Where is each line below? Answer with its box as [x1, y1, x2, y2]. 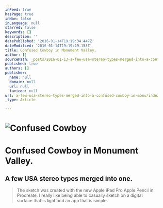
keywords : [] [5, 30, 32, 35]
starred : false [5, 25, 36, 30]
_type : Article [5, 98, 36, 103]
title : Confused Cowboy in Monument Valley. [5, 48, 97, 52]
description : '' [5, 35, 38, 39]
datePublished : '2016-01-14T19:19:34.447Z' [5, 39, 95, 44]
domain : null [9, 79, 36, 84]
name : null [9, 75, 32, 80]
